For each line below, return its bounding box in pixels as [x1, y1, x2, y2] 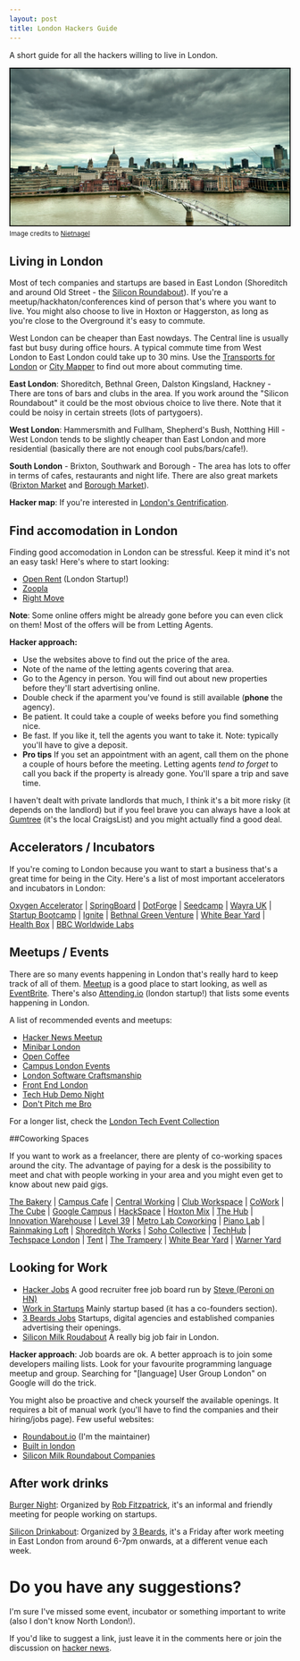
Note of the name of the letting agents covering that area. [21, 664, 235, 674]
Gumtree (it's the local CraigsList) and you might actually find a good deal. [9, 814, 283, 825]
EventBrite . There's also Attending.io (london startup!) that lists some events [9, 987, 290, 998]
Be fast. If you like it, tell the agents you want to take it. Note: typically [21, 730, 279, 742]
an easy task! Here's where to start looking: [9, 556, 170, 567]
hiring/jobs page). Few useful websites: [9, 1413, 154, 1424]
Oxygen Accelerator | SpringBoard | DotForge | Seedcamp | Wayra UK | [9, 900, 272, 911]
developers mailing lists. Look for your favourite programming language [9, 1358, 272, 1369]
